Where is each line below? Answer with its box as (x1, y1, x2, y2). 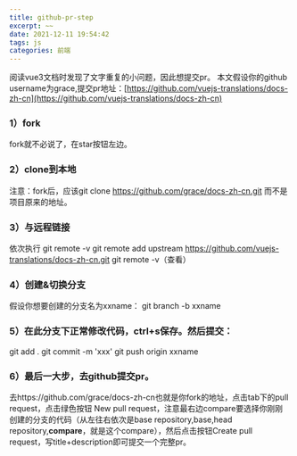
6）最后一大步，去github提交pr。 (9, 369, 154, 382)
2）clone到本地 (9, 163, 77, 176)
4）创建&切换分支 (9, 278, 87, 291)
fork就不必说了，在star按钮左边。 (9, 139, 132, 150)
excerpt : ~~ (9, 21, 54, 30)
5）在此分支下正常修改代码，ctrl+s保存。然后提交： (9, 325, 234, 337)
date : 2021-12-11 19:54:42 (9, 29, 110, 38)
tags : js (9, 37, 42, 47)
